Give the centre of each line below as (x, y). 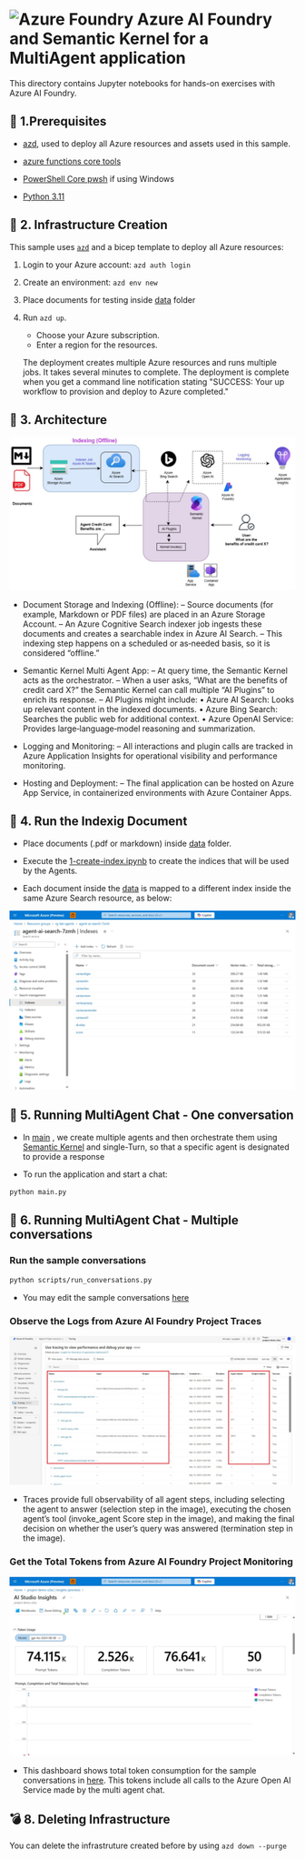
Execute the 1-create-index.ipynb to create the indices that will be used (156, 860)
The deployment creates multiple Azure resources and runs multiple (150, 362)
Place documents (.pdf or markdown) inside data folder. (127, 843)
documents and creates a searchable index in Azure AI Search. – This (152, 634)
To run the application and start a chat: (95, 1174)
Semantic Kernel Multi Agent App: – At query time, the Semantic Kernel (155, 671)
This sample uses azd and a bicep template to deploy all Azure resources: (147, 246)
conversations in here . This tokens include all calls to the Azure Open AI (157, 1780)
